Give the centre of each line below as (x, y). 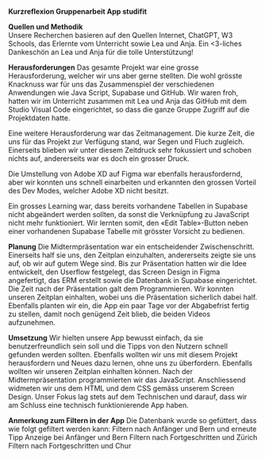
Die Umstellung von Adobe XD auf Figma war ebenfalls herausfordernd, (125, 174)
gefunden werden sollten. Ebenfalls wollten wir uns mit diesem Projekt (123, 355)
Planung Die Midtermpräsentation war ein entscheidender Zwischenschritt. (132, 246)
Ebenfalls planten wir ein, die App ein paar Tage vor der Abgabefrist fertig (129, 305)
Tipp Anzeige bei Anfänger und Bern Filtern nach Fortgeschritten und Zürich (133, 437)
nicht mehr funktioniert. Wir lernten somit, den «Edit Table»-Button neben (128, 223)
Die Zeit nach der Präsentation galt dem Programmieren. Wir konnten (121, 289)
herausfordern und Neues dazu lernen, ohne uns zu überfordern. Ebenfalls (130, 363)
